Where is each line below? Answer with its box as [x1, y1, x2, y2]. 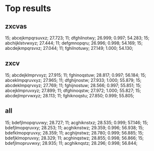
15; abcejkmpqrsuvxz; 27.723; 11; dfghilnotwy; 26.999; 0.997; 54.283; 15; [5, 35, 150, 41]
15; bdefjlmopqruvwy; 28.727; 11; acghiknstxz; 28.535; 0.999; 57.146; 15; [5, 120, 148, 125]
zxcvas [5, 22, 28, 30]
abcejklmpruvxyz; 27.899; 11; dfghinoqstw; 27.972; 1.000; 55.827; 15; [5, 88, 141, 93]
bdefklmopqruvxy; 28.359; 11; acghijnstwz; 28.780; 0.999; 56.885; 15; [5, 130, 144, 136]
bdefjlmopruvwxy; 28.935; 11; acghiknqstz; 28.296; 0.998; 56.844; [5, 140, 138, 146]
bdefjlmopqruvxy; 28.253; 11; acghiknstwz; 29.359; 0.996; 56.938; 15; [5, 124, 144, 131]
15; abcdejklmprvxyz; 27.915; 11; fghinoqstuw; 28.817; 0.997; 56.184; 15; [5, 72, 146, 78]
